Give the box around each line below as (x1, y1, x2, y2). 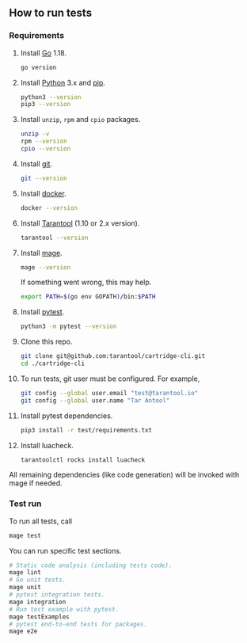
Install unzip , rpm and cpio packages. (20, 115, 141, 124)
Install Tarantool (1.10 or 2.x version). (20, 218, 140, 228)
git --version (20, 174, 67, 182)
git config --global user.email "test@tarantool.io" (20, 389, 199, 397)
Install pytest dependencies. (20, 411, 113, 420)
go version (20, 63, 57, 71)
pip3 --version (20, 101, 71, 108)
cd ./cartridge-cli (20, 360, 85, 367)
